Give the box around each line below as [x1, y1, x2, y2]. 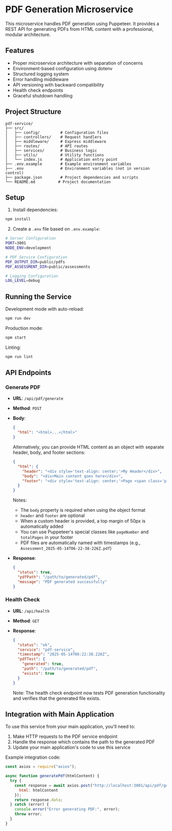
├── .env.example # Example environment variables [5, 161, 132, 167]
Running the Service [5, 292, 72, 301]
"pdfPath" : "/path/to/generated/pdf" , [17, 574, 100, 579]
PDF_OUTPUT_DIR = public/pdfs [5, 259, 66, 264]
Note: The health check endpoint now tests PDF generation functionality [12, 690, 165, 696]
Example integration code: [5, 754, 60, 760]
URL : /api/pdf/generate [12, 396, 63, 402]
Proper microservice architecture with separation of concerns [12, 60, 143, 66]
